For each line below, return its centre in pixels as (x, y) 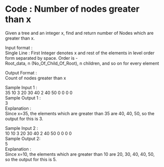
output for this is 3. (24, 119)
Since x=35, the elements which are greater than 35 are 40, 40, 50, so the (80, 113)
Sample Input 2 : (22, 128)
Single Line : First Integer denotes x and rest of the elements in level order (80, 53)
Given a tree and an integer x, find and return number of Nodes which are (79, 33)
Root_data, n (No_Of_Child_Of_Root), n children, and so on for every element (82, 63)
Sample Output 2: (23, 139)
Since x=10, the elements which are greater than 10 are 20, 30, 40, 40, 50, (80, 154)
